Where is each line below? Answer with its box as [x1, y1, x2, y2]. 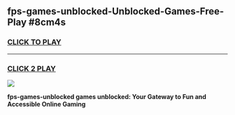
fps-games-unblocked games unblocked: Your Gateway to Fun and [7, 92, 206, 100]
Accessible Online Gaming [7, 100, 86, 108]
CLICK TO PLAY [7, 38, 62, 47]
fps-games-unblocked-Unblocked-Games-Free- [7, 6, 225, 17]
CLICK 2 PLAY [7, 63, 56, 73]
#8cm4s [28, 17, 66, 29]
